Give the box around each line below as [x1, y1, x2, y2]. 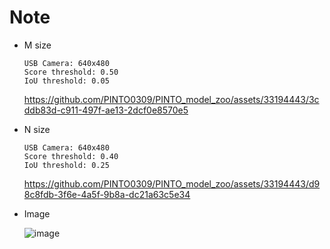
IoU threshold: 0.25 [23, 160, 110, 170]
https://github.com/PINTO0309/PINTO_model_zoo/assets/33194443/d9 [23, 177, 321, 190]
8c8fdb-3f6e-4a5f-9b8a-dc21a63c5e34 [23, 188, 191, 200]
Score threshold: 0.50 [23, 67, 119, 77]
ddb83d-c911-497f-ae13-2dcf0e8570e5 [23, 104, 189, 116]
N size [23, 123, 51, 135]
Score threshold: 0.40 [23, 151, 119, 161]
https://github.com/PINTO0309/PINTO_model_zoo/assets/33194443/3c [23, 93, 320, 105]
